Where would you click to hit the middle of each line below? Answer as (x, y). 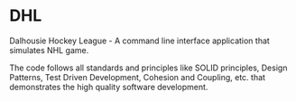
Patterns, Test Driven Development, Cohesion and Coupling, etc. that (138, 77)
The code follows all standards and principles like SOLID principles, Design (148, 68)
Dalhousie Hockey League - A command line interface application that (140, 41)
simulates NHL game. (49, 50)
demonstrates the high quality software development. (109, 87)
